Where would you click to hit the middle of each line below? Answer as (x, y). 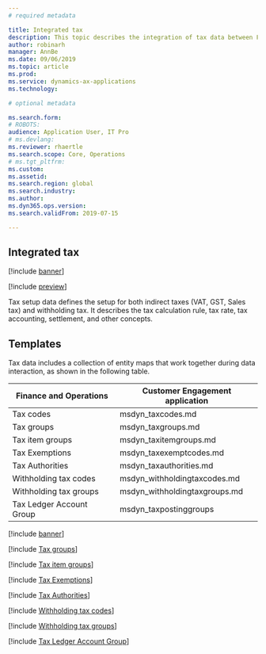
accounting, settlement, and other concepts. (80, 319)
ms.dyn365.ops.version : (47, 206)
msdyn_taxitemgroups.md (168, 440)
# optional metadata (42, 103)
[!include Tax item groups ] (51, 564)
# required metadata (42, 15)
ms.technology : (33, 89)
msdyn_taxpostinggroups (167, 510)
